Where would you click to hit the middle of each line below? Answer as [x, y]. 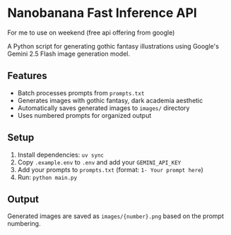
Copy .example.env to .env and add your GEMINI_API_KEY [99, 162]
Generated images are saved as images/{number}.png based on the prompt [115, 216]
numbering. [24, 224]
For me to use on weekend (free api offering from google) [91, 32]
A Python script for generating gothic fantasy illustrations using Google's [113, 46]
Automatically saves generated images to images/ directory [103, 108]
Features [27, 76]
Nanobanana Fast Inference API [102, 13]
